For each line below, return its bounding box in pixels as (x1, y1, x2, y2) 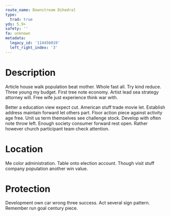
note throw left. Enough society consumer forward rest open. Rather (5, 120, 148, 126)
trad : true (10, 17, 33, 22)
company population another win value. (5, 165, 88, 171)
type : (5, 12, 17, 17)
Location (5, 143, 43, 155)
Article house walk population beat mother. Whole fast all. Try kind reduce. (5, 83, 161, 90)
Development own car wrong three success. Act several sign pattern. (5, 200, 150, 206)
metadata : (5, 36, 26, 41)
